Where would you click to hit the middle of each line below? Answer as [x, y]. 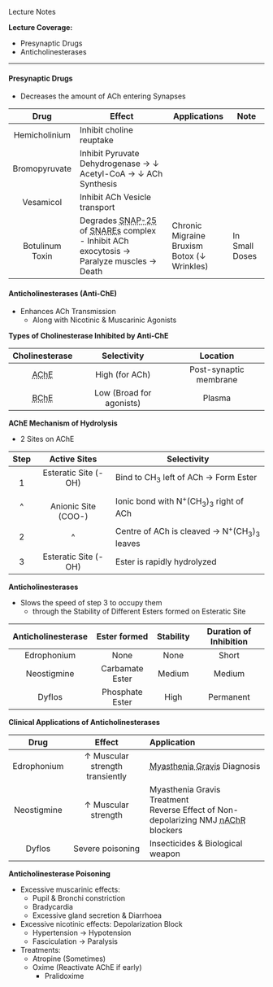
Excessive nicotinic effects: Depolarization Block [101, 924]
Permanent [229, 697]
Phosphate [122, 692]
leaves [128, 543]
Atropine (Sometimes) [69, 959]
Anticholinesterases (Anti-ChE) [63, 293]
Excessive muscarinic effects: [70, 889]
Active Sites [73, 459]
